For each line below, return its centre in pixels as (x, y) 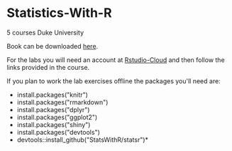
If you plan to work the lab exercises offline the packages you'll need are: (114, 81)
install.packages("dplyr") (53, 109)
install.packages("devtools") (59, 132)
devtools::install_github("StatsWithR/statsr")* (83, 140)
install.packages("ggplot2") (57, 117)
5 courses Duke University (45, 32)
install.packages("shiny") (54, 124)
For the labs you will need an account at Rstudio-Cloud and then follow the (116, 60)
